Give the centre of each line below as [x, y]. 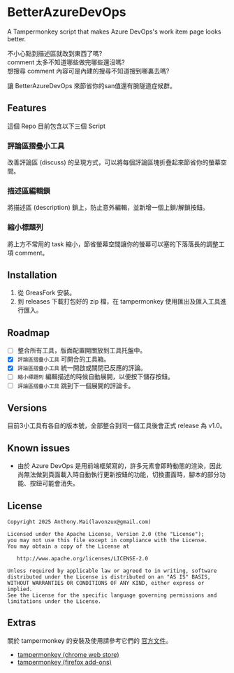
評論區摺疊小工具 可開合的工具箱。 [64, 359]
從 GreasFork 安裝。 [46, 293]
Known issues [39, 448]
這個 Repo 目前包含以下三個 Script [57, 126]
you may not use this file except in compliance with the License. [108, 540]
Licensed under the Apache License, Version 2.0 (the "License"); [106, 534]
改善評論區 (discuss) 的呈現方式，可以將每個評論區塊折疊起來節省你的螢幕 [114, 162]
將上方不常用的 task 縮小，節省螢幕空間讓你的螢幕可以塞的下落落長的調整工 [116, 244]
